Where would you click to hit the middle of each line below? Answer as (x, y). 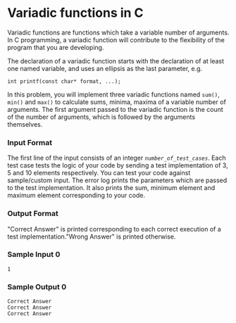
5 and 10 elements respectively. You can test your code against (99, 173)
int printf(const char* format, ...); (64, 81)
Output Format (33, 214)
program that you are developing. (56, 47)
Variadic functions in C (75, 13)
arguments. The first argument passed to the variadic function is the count (115, 109)
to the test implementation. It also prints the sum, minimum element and (111, 188)
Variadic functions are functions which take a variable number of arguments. (118, 32)
